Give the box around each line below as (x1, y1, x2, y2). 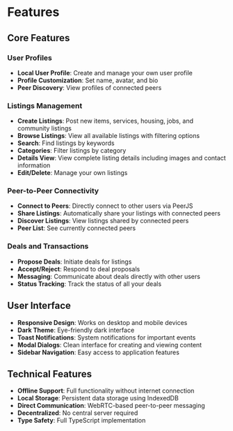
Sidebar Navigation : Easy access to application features (17, 348, 179, 356)
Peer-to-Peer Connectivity (7, 186, 99, 196)
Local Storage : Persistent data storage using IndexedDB (17, 394, 179, 402)
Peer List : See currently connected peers (17, 224, 136, 232)
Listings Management (7, 100, 83, 110)
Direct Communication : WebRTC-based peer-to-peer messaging (17, 402, 205, 410)
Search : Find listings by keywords (17, 139, 115, 147)
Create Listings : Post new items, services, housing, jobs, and (17, 116, 193, 126)
